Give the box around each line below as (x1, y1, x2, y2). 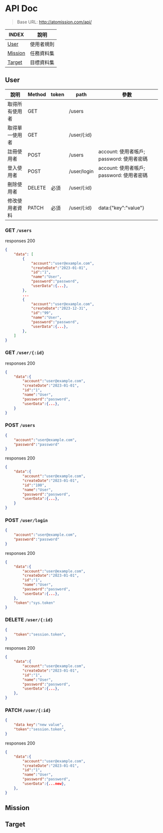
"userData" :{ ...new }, (22, 781, 66, 786)
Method (27, 91, 46, 98)
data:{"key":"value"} (98, 204, 145, 211)
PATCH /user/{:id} (5, 707, 51, 714)
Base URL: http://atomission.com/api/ (16, 19, 92, 25)
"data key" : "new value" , (14, 723, 64, 727)
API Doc (5, 3, 38, 14)
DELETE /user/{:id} (5, 616, 53, 623)
